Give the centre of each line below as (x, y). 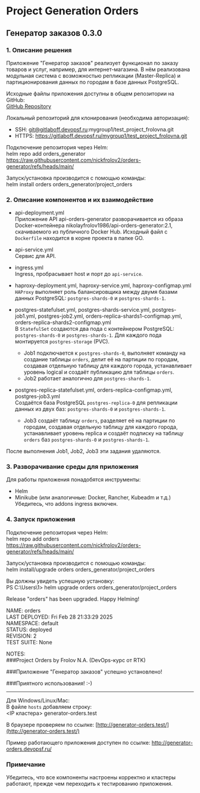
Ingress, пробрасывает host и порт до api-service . (79, 274)
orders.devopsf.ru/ (29, 749)
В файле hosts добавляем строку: (49, 706)
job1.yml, (26, 316)
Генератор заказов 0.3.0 (54, 33)
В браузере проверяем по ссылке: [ (52, 724)
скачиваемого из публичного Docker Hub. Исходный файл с (91, 232)
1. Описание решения (39, 50)
